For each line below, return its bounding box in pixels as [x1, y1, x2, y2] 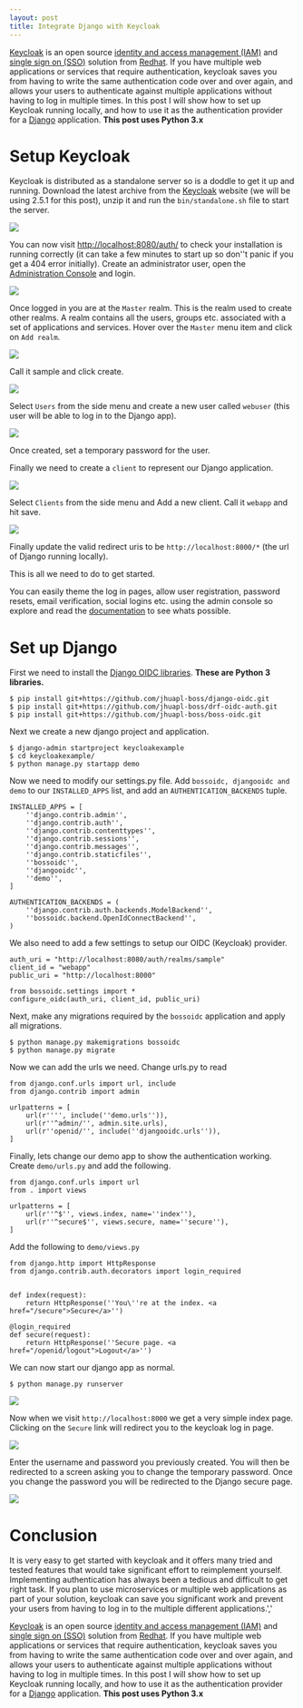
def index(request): [9, 1291, 88, 1300]
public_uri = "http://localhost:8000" [9, 971, 156, 981]
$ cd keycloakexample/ [9, 752, 95, 761]
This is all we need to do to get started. [9, 569, 156, 580]
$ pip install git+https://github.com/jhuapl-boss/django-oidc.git [9, 695, 270, 704]
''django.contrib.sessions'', [25, 834, 141, 844]
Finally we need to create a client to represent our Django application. [9, 463, 274, 473]
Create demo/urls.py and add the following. [9, 1160, 171, 1171]
